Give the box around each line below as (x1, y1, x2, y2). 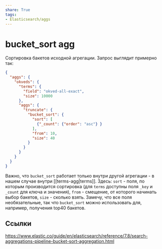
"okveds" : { (14, 79, 39, 85)
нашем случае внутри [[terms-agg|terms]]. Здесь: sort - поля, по (5, 178, 145, 184)
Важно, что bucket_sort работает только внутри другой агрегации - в (5, 173, 154, 179)
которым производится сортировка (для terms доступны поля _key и (5, 183, 153, 189)
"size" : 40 (32, 135, 55, 141)
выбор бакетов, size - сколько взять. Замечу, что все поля (5, 194, 132, 200)
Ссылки (5, 219, 32, 228)
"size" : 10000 (23, 94, 53, 99)
